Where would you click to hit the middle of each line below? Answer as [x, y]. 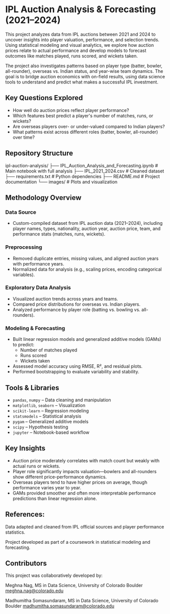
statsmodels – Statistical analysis [47, 416]
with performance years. [38, 264]
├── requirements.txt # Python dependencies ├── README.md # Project [82, 176]
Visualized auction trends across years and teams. [65, 299]
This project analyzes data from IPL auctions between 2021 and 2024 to [80, 34]
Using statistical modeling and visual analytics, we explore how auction [80, 45]
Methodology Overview [43, 198]
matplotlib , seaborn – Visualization [49, 405]
